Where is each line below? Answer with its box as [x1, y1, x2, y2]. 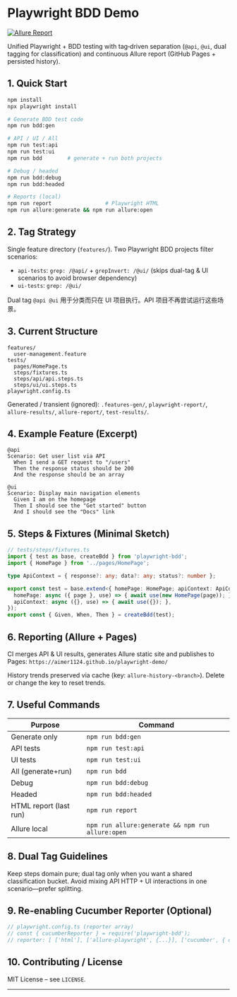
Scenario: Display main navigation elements [7, 490, 140, 497]
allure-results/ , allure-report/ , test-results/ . [7, 407, 150, 416]
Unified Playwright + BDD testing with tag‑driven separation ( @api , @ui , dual [7, 42, 227, 50]
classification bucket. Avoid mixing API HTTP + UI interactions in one [7, 877, 207, 885]
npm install [7, 96, 42, 103]
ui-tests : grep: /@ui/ [17, 281, 82, 289]
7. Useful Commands [7, 699, 100, 711]
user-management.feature [13, 350, 87, 358]
